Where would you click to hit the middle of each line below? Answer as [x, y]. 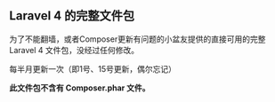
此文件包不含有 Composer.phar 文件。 [80, 88]
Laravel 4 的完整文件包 [72, 16]
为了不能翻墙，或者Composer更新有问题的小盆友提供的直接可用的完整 [137, 39]
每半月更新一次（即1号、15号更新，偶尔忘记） [93, 68]
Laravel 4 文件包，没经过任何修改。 [74, 50]
